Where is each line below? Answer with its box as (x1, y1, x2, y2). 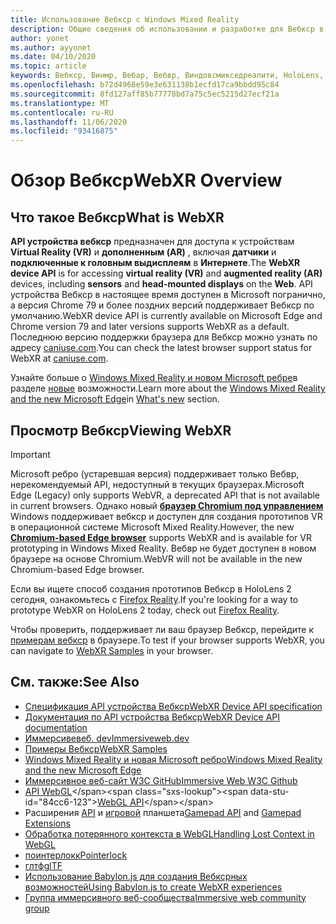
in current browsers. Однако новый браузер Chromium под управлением (10, 499, 324, 511)
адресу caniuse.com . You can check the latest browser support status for (10, 342, 313, 354)
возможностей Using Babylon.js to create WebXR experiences (24, 881, 283, 893)
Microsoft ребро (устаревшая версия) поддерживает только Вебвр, (10, 467, 300, 480)
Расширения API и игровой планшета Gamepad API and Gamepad (24, 806, 302, 818)
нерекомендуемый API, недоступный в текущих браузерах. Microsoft (10, 478, 305, 490)
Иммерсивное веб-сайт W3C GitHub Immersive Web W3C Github (24, 774, 298, 786)
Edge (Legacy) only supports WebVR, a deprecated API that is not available (10, 489, 321, 501)
